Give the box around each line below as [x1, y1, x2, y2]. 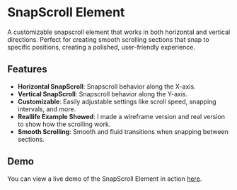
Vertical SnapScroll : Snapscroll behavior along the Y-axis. [17, 89, 188, 98]
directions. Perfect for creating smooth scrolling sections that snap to [7, 35, 210, 43]
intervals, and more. [17, 104, 76, 113]
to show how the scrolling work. [17, 120, 111, 128]
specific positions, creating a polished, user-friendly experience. [7, 43, 196, 51]
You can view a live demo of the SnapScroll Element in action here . [7, 174, 202, 183]
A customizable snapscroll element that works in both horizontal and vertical [7, 28, 231, 36]
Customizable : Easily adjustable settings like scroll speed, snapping [17, 97, 217, 106]
